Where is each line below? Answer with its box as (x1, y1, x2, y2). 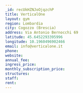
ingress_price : (5, 62, 37, 67)
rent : (5, 80, 16, 85)
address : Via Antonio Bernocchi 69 (5, 30, 79, 35)
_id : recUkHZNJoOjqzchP (5, 7, 54, 12)
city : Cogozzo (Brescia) (5, 26, 56, 31)
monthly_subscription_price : (5, 67, 65, 72)
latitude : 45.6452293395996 (5, 35, 63, 40)
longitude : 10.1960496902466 (5, 39, 65, 44)
